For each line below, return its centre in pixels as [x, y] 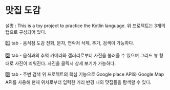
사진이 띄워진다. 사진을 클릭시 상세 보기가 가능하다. [65, 63]
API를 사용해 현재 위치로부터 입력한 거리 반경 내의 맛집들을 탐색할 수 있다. [79, 82]
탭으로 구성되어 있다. [26, 32]
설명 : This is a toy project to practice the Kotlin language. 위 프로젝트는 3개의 [85, 26]
